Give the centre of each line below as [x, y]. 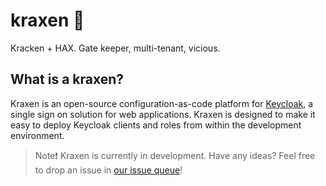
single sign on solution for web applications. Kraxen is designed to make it [163, 114]
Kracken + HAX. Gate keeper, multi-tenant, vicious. [115, 48]
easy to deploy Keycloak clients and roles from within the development [156, 125]
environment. [37, 135]
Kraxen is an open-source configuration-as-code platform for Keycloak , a [162, 103]
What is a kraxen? [67, 79]
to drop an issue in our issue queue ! [108, 170]
